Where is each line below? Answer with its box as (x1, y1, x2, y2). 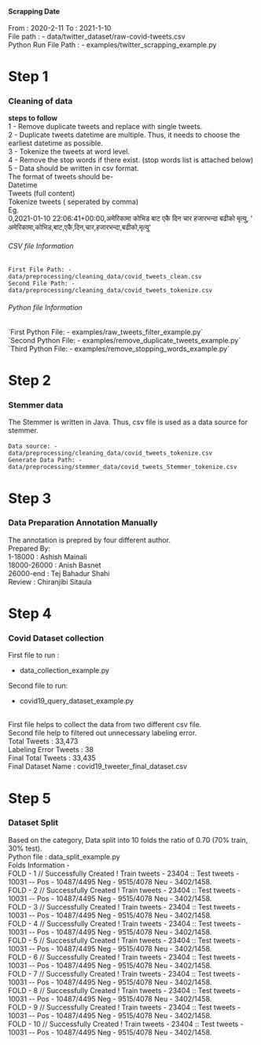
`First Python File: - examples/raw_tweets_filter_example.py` (8, 327, 203, 337)
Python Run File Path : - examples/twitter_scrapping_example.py (8, 40, 217, 50)
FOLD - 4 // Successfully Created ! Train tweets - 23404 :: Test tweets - (8, 918, 241, 928)
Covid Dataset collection (8, 633, 105, 644)
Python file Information (8, 303, 83, 312)
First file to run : (8, 651, 60, 660)
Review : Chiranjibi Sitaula (8, 577, 92, 586)
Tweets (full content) (8, 189, 75, 198)
